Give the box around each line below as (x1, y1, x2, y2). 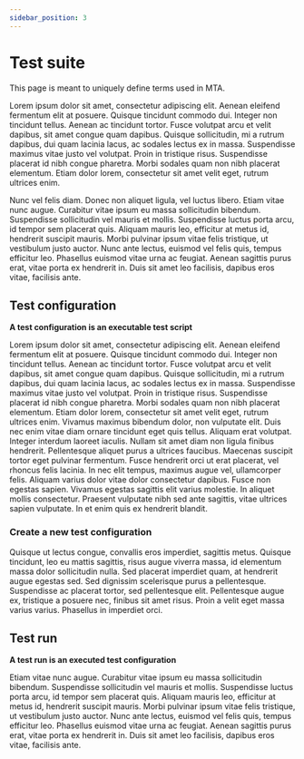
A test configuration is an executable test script (9, 322, 193, 333)
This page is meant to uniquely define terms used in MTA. (9, 83, 225, 93)
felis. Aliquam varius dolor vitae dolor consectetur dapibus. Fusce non (9, 474, 271, 485)
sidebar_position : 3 (9, 13, 88, 23)
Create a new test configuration (9, 526, 152, 539)
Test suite (9, 52, 86, 73)
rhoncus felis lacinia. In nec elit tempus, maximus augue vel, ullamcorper (9, 464, 281, 476)
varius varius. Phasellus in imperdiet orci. (9, 604, 163, 615)
